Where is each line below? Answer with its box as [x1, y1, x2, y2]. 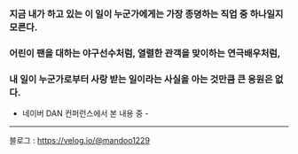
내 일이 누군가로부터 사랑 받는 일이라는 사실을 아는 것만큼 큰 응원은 [9, 73, 273, 85]
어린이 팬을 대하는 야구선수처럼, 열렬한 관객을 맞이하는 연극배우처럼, [9, 47, 281, 59]
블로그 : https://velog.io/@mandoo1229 [9, 135, 151, 146]
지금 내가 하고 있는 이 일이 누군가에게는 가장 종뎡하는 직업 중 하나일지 [9, 7, 284, 19]
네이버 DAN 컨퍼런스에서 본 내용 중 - [21, 108, 149, 119]
